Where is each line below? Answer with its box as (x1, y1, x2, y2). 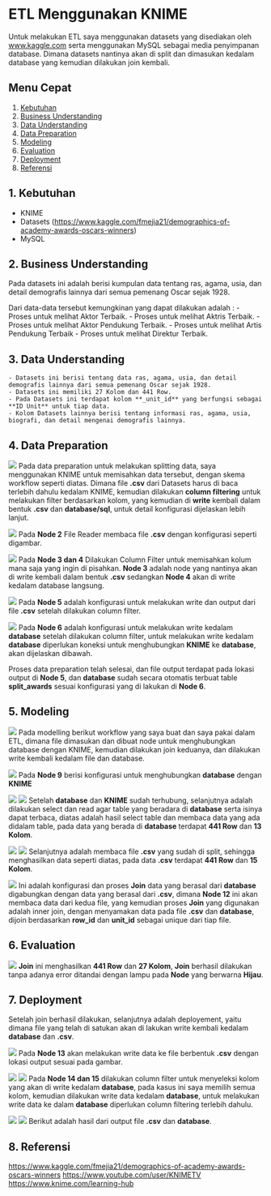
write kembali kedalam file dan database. (8, 753, 146, 763)
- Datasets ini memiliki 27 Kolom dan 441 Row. (8, 388, 172, 397)
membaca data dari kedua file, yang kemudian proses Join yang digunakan (8, 898, 260, 907)
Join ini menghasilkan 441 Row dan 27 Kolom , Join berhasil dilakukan (18, 961, 252, 971)
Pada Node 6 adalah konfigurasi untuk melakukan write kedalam (18, 623, 233, 632)
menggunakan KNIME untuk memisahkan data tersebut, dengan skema (8, 469, 245, 479)
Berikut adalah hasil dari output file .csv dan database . (28, 1117, 212, 1126)
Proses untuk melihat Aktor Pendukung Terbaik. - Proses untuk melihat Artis (8, 320, 262, 330)
